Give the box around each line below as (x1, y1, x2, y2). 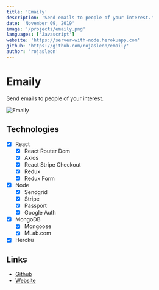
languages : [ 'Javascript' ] (6, 32, 75, 38)
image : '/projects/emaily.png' (6, 26, 86, 32)
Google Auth (24, 209, 56, 216)
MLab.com (24, 229, 52, 237)
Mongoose (24, 223, 52, 230)
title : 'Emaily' (6, 9, 48, 15)
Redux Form (24, 174, 55, 182)
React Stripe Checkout (24, 161, 81, 168)
